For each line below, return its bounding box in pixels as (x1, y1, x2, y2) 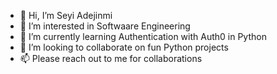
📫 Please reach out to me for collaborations (19, 53, 203, 64)
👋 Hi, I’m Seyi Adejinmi (19, 10, 113, 21)
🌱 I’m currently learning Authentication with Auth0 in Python (19, 31, 267, 42)
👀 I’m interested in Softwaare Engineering (19, 20, 191, 32)
